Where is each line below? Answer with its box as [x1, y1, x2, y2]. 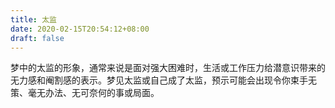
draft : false [10, 33, 65, 43]
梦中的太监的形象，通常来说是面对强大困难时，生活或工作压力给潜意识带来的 [10, 62, 326, 74]
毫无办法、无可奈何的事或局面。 [27, 87, 160, 99]
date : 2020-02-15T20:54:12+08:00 [10, 24, 150, 34]
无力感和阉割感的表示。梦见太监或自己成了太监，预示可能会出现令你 [10, 74, 291, 86]
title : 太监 [10, 14, 57, 25]
